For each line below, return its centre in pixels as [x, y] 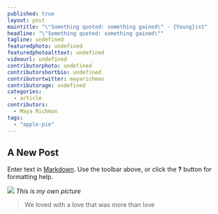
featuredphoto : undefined [45, 46]
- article [28, 99]
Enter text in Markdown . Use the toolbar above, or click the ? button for [109, 169]
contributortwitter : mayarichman [56, 79]
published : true [31, 14]
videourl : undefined [37, 59]
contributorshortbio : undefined [54, 72]
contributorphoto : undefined [50, 66]
